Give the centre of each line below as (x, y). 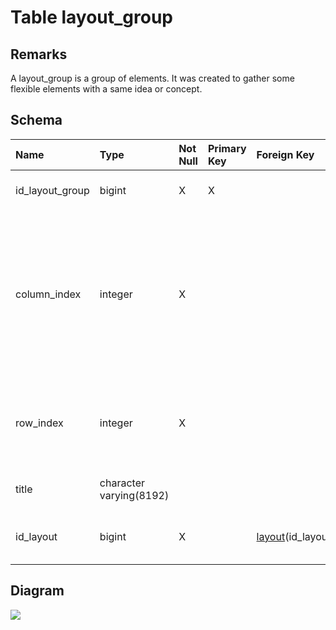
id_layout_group (52, 190)
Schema (36, 120)
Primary (227, 148)
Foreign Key (285, 154)
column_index (48, 294)
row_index (39, 423)
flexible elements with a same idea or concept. (106, 89)
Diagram (37, 591)
